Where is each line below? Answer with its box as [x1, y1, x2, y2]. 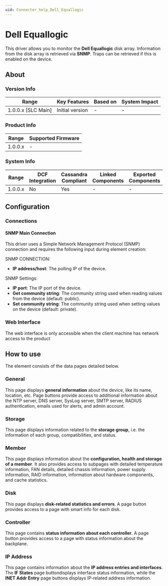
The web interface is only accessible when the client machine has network [5, 330, 159, 336]
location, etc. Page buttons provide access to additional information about [5, 392, 157, 398]
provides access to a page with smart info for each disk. [5, 506, 121, 512]
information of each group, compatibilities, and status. [5, 432, 117, 438]
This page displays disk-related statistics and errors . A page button [5, 501, 146, 507]
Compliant [61, 177, 87, 184]
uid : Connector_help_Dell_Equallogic [5, 7, 84, 12]
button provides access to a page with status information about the [5, 535, 143, 541]
